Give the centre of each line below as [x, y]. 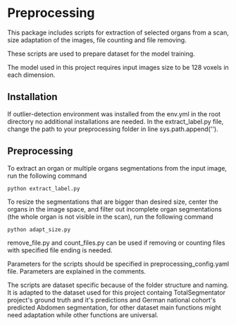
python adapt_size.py [39, 229]
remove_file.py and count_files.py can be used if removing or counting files [116, 243]
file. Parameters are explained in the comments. [77, 271]
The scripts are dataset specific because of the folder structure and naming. [118, 285]
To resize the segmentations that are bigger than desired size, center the [113, 202]
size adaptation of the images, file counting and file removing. [97, 39]
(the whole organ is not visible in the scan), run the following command [110, 216]
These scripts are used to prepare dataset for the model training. [101, 54]
